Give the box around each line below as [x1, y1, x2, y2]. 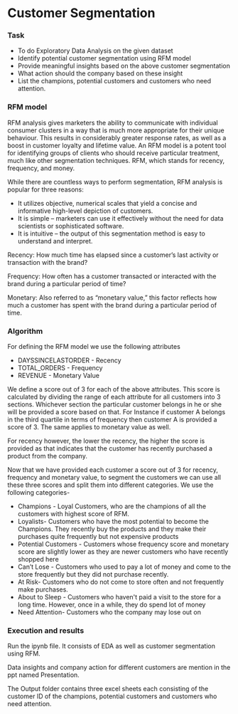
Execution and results [7, 626, 85, 635]
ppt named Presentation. [7, 671, 80, 679]
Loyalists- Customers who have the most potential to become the [17, 518, 210, 526]
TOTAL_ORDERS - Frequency [17, 364, 103, 372]
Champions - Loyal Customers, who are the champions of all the [17, 502, 207, 510]
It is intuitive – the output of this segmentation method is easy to [17, 229, 206, 238]
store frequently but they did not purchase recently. [17, 570, 169, 579]
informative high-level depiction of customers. [17, 206, 153, 215]
